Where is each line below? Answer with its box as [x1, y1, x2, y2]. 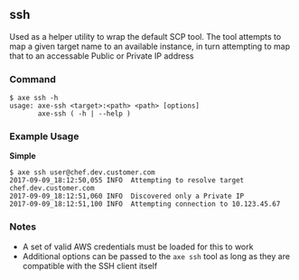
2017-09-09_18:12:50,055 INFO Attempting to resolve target [9, 176, 245, 185]
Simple [9, 151, 36, 162]
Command [9, 72, 56, 85]
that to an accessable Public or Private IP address [9, 50, 194, 61]
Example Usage [9, 130, 79, 143]
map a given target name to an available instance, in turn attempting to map [9, 41, 291, 51]
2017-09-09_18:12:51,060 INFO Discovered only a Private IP [9, 191, 245, 201]
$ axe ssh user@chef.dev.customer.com [9, 168, 155, 177]
